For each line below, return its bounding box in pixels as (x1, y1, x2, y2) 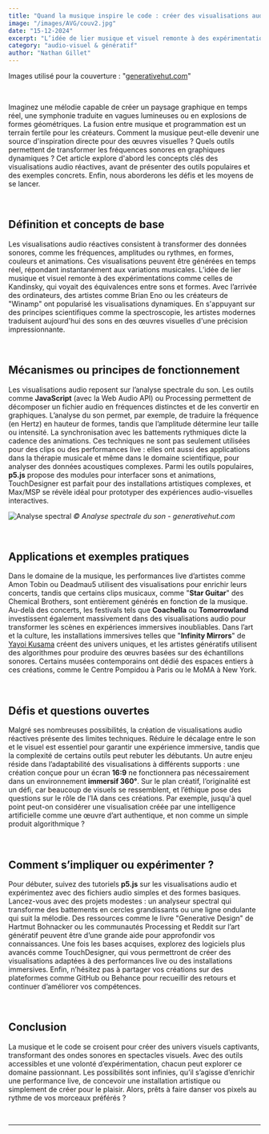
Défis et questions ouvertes (8, 704, 150, 717)
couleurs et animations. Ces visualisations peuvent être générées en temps (8, 256, 256, 266)
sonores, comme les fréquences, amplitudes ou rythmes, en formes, (8, 247, 235, 257)
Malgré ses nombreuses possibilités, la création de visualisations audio (8, 725, 243, 735)
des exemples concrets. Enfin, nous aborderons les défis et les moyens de (8, 170, 254, 180)
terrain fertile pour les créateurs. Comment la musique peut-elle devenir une (8, 128, 259, 137)
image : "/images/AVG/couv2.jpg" (8, 19, 116, 27)
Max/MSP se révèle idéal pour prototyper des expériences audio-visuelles (8, 487, 254, 496)
